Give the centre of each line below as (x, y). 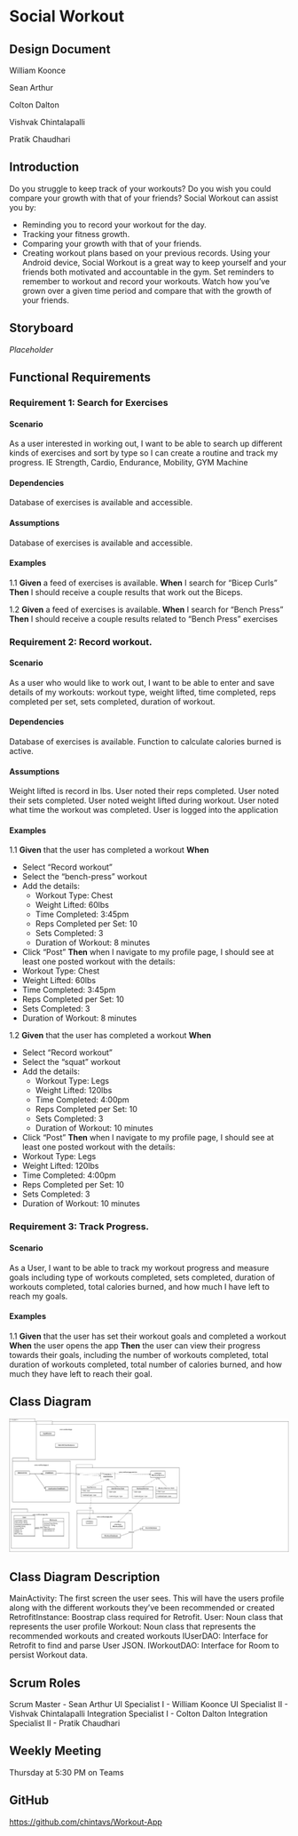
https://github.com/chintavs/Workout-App (86, 1822)
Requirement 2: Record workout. (81, 641)
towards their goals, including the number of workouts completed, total (139, 1355)
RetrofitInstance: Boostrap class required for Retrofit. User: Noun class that (146, 1617)
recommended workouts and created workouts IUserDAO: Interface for (139, 1636)
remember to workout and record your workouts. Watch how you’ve (146, 281)
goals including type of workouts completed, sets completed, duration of (142, 1277)
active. (21, 751)
